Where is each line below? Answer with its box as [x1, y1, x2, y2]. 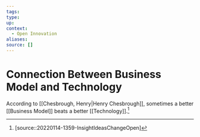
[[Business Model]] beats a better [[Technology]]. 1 [6, 106, 130, 114]
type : [6, 14, 20, 20]
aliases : [6, 36, 28, 42]
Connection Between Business [6, 68, 162, 81]
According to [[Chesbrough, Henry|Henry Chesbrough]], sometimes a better [6, 99, 194, 107]
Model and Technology [6, 80, 122, 94]
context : [6, 25, 28, 32]
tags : [6, 8, 20, 15]
